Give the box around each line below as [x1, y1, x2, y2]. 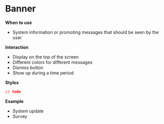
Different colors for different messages [12, 59, 92, 65]
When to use [5, 19, 32, 25]
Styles [5, 79, 19, 85]
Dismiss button [12, 64, 43, 70]
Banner [5, 3, 36, 14]
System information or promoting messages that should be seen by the [12, 29, 159, 35]
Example [5, 98, 24, 104]
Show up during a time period [12, 69, 74, 75]
